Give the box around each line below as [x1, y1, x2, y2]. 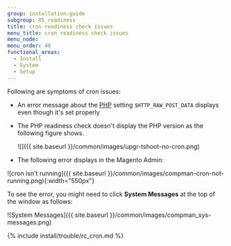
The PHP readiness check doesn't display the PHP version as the [17, 121, 203, 130]
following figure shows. [17, 129, 85, 137]
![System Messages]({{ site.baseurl [7, 211, 109, 219]
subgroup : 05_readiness [7, 17, 76, 24]
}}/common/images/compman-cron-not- [107, 169, 224, 177]
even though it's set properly [17, 108, 101, 116]
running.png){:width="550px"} [7, 176, 95, 184]
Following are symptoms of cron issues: [7, 87, 121, 96]
